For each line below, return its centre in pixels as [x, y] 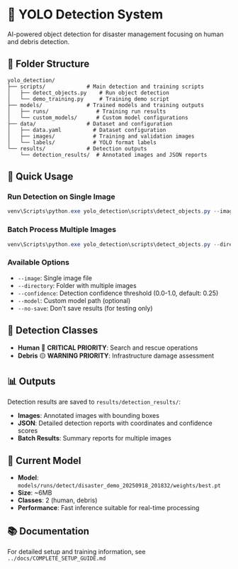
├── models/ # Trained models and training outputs [106, 105]
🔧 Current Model [44, 460]
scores [28, 431]
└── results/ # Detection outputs [77, 148]
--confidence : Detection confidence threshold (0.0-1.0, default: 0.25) [118, 293]
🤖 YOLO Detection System [85, 15]
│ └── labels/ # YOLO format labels [82, 142]
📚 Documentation [49, 531]
